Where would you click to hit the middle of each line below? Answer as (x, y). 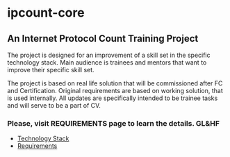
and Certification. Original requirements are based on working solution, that (115, 91)
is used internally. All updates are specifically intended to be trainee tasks (113, 98)
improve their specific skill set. (51, 70)
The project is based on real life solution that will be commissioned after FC (115, 83)
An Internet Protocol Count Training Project (103, 39)
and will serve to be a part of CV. (54, 105)
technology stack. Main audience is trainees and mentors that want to (107, 63)
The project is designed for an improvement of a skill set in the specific (109, 55)
